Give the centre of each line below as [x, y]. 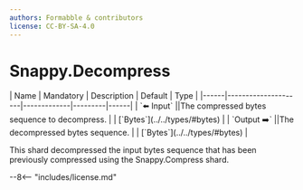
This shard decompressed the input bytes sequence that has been [133, 150]
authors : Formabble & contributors [76, 18]
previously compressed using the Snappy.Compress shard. [119, 160]
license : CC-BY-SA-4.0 [52, 26]
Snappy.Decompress [90, 71]
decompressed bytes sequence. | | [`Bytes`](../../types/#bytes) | [129, 133]
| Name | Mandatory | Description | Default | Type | [104, 96]
